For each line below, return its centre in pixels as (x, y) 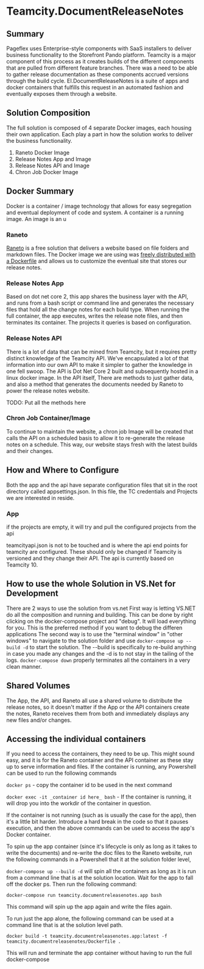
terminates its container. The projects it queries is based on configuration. (99, 322)
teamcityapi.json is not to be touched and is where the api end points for (97, 545)
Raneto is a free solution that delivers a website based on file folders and (98, 248)
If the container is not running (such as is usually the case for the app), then (101, 815)
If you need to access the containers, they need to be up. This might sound (100, 754)
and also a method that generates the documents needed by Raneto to (95, 384)
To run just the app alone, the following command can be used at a (90, 919)
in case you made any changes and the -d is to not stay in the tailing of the (100, 653)
